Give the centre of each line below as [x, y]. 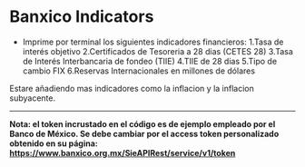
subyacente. [33, 98]
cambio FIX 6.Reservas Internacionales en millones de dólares [139, 71]
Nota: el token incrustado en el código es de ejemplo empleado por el [143, 123]
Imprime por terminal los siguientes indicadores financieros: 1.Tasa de [153, 42]
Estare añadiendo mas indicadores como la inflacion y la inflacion [132, 88]
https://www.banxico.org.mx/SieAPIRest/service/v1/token [123, 152]
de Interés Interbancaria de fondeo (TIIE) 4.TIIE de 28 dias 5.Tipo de [150, 61]
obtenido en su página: [54, 143]
